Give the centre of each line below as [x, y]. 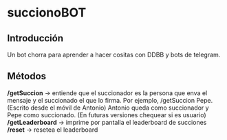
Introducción [35, 38]
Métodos [27, 76]
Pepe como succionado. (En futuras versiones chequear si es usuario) [107, 114]
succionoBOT [47, 13]
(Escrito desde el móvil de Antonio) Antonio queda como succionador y [108, 108]
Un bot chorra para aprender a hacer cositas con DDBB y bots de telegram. [114, 54]
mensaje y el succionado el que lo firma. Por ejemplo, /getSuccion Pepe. [110, 100]
